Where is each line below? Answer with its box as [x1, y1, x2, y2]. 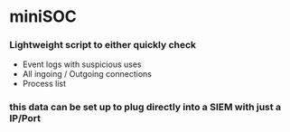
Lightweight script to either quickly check [9, 39, 197, 52]
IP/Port [9, 112, 42, 125]
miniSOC [9, 6, 77, 27]
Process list [22, 79, 66, 90]
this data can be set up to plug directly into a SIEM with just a [9, 101, 282, 114]
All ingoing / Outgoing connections [22, 69, 152, 80]
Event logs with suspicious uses [22, 59, 142, 70]
